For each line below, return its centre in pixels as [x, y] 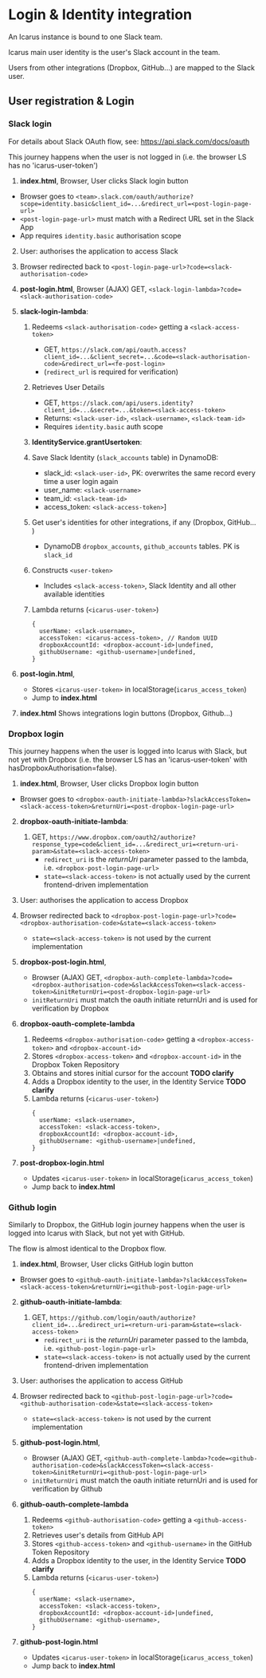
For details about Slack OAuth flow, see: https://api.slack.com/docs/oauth [129, 141]
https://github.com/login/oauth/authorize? [123, 1318]
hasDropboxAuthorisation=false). [63, 768]
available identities [74, 594]
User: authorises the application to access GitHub [101, 1381]
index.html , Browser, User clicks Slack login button [104, 180]
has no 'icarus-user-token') [53, 165]
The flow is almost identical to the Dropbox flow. [87, 1249]
